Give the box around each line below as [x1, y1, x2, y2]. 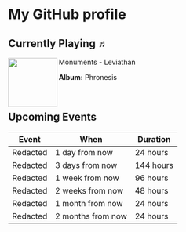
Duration [137, 133, 171, 144]
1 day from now [54, 147, 114, 158]
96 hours [134, 172, 169, 183]
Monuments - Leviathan [58, 57, 136, 67]
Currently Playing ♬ [8, 37, 108, 50]
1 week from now [54, 172, 120, 183]
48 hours [134, 185, 169, 196]
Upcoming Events [8, 111, 97, 124]
